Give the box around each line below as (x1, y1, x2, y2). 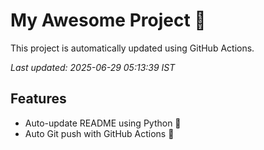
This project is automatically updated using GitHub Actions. (10, 42, 255, 54)
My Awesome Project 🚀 (10, 9, 207, 32)
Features (10, 90, 67, 108)
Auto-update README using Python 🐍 (24, 117, 182, 129)
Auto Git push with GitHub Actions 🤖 (24, 127, 175, 139)
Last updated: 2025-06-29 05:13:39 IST (10, 61, 176, 73)
